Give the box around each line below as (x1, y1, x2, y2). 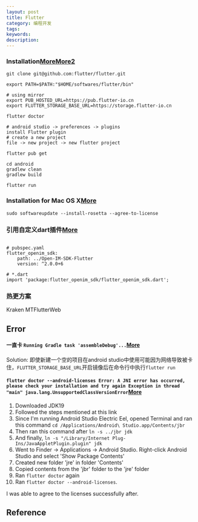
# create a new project (6, 135, 67, 141)
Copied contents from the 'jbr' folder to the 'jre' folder (15, 465, 150, 472)
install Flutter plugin (6, 129, 67, 135)
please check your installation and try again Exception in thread (6, 383, 180, 389)
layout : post (6, 8, 39, 15)
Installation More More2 (6, 57, 76, 66)
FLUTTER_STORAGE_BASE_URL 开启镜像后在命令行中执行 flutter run (17, 364, 176, 371)
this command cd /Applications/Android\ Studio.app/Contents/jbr (15, 421, 185, 429)
